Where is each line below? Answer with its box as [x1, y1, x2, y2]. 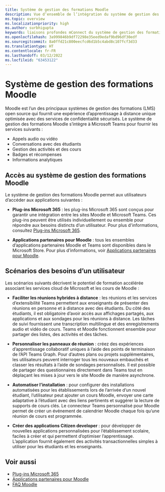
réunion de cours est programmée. [12, 413, 83, 419]
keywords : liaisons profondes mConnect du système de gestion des [5, 30, 144, 35]
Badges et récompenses [12, 152, 62, 157]
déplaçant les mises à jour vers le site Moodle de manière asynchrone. [12, 372, 155, 378]
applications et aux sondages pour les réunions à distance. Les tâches [12, 315, 155, 321]
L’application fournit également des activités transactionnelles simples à [12, 438, 158, 444]
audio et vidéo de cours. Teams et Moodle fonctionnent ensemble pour [12, 326, 156, 332]
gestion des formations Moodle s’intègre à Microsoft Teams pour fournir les [5, 121, 158, 127]
